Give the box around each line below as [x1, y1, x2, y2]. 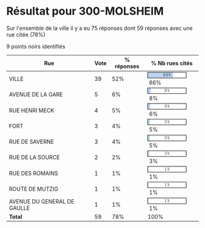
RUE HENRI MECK [9, 107, 55, 114]
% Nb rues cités [151, 59, 193, 66]
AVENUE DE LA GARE [9, 91, 63, 98]
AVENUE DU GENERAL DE [9, 198, 74, 205]
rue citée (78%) [6, 30, 46, 38]
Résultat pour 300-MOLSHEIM [6, 4, 164, 18]
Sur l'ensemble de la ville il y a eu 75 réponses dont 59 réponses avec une [6, 24, 193, 32]
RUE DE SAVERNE [9, 138, 54, 146]
